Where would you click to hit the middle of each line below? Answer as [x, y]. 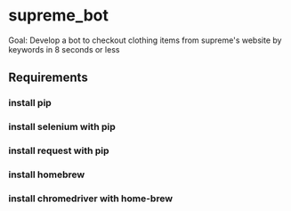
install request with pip [59, 150]
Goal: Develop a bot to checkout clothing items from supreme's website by [145, 40]
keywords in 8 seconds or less [64, 49]
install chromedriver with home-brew [91, 199]
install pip [30, 103]
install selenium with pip [62, 127]
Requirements [48, 78]
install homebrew [47, 174]
